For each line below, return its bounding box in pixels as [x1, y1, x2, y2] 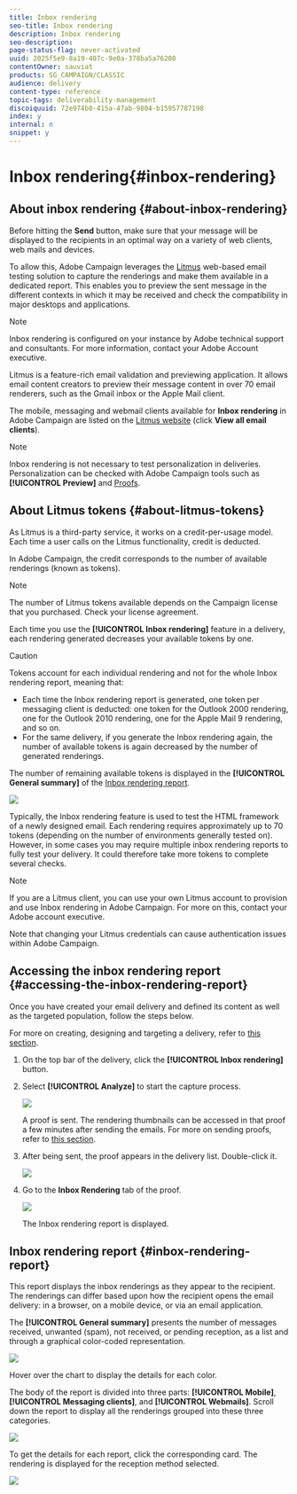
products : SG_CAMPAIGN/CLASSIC [9, 71, 125, 80]
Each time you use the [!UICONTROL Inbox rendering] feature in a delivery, [9, 623, 285, 634]
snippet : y [9, 129, 50, 137]
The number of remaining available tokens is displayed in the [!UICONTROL [9, 768, 285, 778]
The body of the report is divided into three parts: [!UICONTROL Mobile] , [9, 1387, 277, 1397]
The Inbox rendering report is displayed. [21, 1218, 169, 1229]
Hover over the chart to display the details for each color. [9, 1370, 217, 1381]
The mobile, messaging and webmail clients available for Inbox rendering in [9, 405, 286, 416]
